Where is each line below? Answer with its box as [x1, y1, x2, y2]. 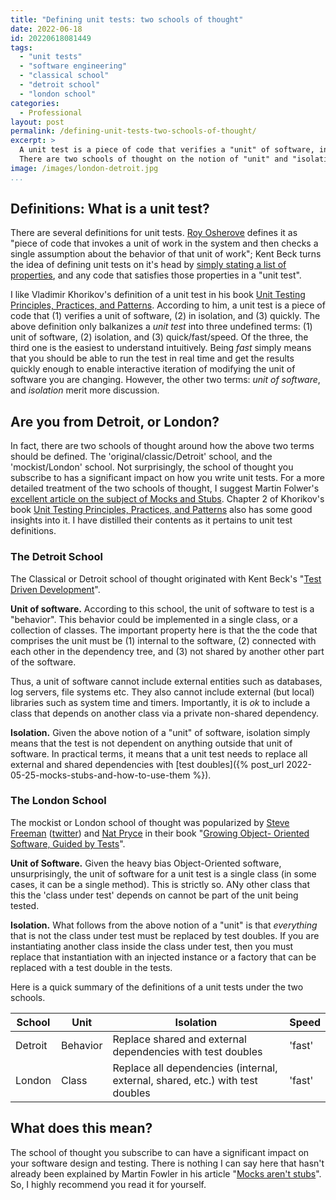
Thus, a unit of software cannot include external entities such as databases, [10, 675, 323, 687]
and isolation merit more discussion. [10, 384, 160, 396]
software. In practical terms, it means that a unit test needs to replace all [10, 747, 308, 760]
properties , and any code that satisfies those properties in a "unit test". [10, 269, 302, 281]
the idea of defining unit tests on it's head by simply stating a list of [10, 259, 287, 271]
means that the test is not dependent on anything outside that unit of [10, 737, 293, 749]
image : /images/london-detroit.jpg [10, 163, 159, 173]
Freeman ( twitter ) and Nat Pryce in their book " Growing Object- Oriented [10, 827, 310, 839]
